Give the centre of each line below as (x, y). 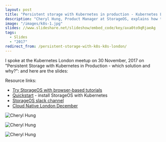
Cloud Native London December (45, 106)
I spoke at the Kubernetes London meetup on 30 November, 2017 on (75, 60)
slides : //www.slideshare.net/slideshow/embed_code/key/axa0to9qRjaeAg (80, 28)
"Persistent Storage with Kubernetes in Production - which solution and (78, 66)
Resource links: (21, 80)
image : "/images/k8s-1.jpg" (34, 23)
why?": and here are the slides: (37, 71)
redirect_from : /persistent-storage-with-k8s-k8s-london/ (66, 46)
